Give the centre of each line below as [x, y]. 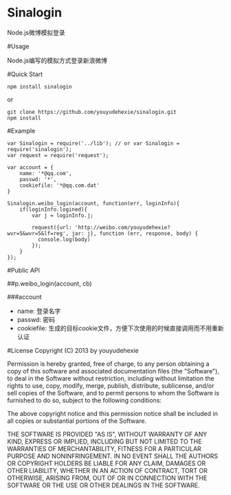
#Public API [23, 270]
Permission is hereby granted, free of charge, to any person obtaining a [108, 364]
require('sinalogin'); [40, 149]
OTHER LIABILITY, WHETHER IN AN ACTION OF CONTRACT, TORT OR [107, 470]
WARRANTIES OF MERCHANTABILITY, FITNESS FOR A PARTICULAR [104, 448]
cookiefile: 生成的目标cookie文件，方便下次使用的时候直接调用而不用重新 [120, 328]
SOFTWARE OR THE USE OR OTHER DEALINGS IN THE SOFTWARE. [103, 485]
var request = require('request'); [58, 155]
